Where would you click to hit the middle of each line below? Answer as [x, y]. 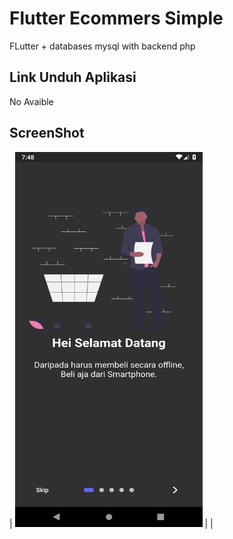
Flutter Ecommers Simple [116, 18]
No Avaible [31, 101]
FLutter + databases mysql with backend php [102, 46]
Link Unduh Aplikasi [73, 77]
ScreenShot [47, 133]
